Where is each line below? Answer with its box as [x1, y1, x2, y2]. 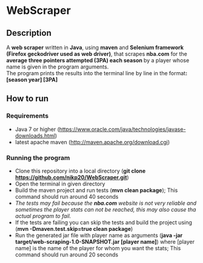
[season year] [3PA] [6, 76, 58, 83]
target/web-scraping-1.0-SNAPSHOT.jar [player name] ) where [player [15, 238, 195, 245]
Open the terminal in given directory [15, 180, 105, 187]
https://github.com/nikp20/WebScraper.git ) [15, 173, 129, 181]
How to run [6, 93, 49, 104]
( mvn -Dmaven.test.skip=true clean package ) [15, 225, 133, 232]
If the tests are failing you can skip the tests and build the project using [15, 219, 193, 226]
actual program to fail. [15, 212, 72, 219]
